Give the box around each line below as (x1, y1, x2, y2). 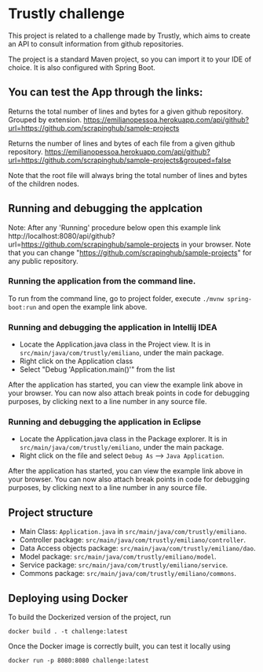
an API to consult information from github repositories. (8, 39, 184, 48)
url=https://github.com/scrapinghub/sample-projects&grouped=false (8, 155, 232, 165)
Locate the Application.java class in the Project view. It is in (19, 340, 210, 349)
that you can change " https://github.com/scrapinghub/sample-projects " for (8, 247, 253, 257)
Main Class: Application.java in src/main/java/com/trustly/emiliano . (19, 527, 247, 536)
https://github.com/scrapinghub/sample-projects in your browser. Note (20, 239, 251, 249)
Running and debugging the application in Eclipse (8, 417, 202, 428)
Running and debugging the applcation (8, 202, 203, 215)
